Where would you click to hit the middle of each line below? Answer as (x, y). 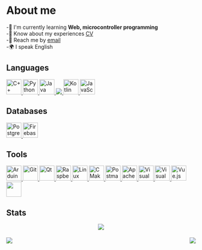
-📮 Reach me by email (34, 40)
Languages (28, 68)
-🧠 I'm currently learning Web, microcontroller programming (82, 27)
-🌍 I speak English (29, 46)
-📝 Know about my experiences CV (50, 33)
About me (31, 11)
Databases (27, 111)
